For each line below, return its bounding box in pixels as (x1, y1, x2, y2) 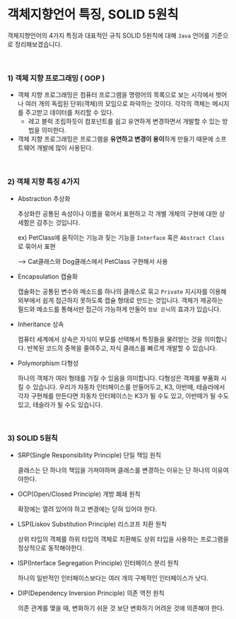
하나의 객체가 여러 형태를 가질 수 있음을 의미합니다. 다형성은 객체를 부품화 (17, 374, 220, 382)
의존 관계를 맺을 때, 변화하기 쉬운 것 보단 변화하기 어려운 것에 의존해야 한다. (17, 603, 225, 612)
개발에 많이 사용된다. (36, 144, 94, 152)
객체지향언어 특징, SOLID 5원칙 (7, 6, 179, 23)
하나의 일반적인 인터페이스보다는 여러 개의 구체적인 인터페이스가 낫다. (17, 574, 208, 582)
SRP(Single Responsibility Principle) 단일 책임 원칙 (17, 451, 161, 459)
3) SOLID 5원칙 (7, 433, 58, 443)
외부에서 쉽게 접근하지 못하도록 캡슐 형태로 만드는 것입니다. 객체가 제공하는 (17, 296, 224, 304)
